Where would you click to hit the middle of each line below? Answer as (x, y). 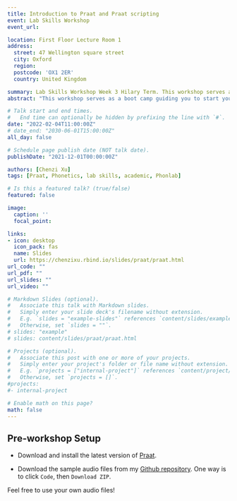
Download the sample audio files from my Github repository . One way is (122, 469)
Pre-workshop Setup (54, 438)
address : (20, 47)
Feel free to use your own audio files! (61, 490)
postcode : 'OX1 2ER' (44, 72)
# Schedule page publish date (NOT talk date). (79, 150)
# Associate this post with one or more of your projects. (99, 358)
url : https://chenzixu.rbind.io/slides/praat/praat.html (99, 260)
